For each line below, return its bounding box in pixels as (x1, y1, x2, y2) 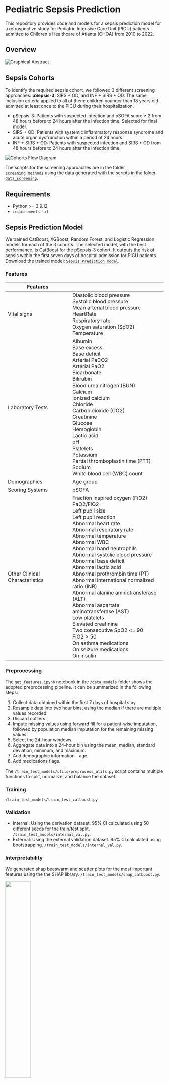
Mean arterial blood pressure (72, 304, 141, 311)
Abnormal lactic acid (72, 564, 121, 571)
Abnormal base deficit (72, 558, 125, 565)
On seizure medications (72, 646, 129, 653)
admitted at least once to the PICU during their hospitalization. (5, 103, 134, 109)
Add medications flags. (12, 758, 61, 764)
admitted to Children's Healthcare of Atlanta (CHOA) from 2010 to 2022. (5, 31, 154, 37)
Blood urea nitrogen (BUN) (72, 382, 136, 389)
